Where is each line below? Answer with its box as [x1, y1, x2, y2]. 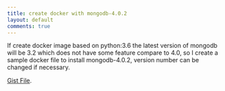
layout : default [7, 16, 54, 23]
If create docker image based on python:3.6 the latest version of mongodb [7, 42, 218, 50]
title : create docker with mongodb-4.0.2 [7, 10, 128, 17]
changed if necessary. [7, 63, 71, 72]
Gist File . [7, 77, 32, 85]
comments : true [7, 23, 51, 29]
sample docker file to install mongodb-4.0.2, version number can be [7, 56, 200, 64]
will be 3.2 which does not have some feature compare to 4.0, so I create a [7, 49, 218, 57]
